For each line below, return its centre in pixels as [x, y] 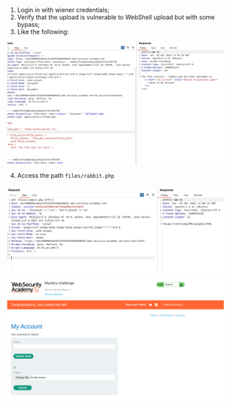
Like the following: [43, 32]
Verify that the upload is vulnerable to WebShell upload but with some [116, 17]
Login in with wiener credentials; [63, 10]
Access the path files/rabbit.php [66, 176]
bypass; [28, 24]
